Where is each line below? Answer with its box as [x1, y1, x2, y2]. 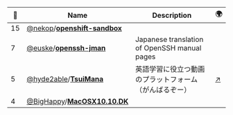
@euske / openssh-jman [26, 43, 106, 52]
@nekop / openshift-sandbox [26, 23, 123, 33]
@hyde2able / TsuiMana [26, 74, 104, 83]
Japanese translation [135, 34, 204, 44]
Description [152, 10, 192, 20]
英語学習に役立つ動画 [135, 65, 205, 74]
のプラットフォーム [135, 75, 198, 84]
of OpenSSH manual [135, 43, 202, 52]
